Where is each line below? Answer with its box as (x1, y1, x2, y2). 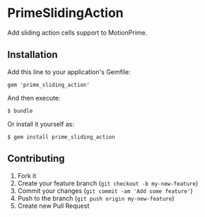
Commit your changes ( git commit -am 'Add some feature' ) (17, 186, 193, 195)
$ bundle (7, 107, 33, 115)
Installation (7, 49, 58, 61)
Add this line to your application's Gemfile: (7, 67, 131, 76)
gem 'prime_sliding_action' (7, 81, 90, 88)
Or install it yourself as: (7, 119, 74, 128)
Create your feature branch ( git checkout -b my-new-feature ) (17, 179, 199, 187)
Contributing (7, 153, 65, 165)
